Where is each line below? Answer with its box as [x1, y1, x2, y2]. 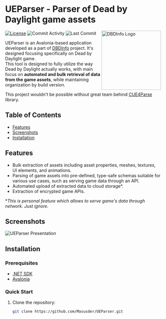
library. [5, 96, 20, 102]
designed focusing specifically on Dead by [5, 50, 92, 56]
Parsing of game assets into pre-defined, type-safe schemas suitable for [12, 172, 161, 178]
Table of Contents [5, 111, 62, 120]
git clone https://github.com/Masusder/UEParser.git [12, 309, 124, 314]
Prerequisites [5, 259, 38, 266]
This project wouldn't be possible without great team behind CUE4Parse [5, 91, 152, 97]
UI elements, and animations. [12, 167, 72, 173]
